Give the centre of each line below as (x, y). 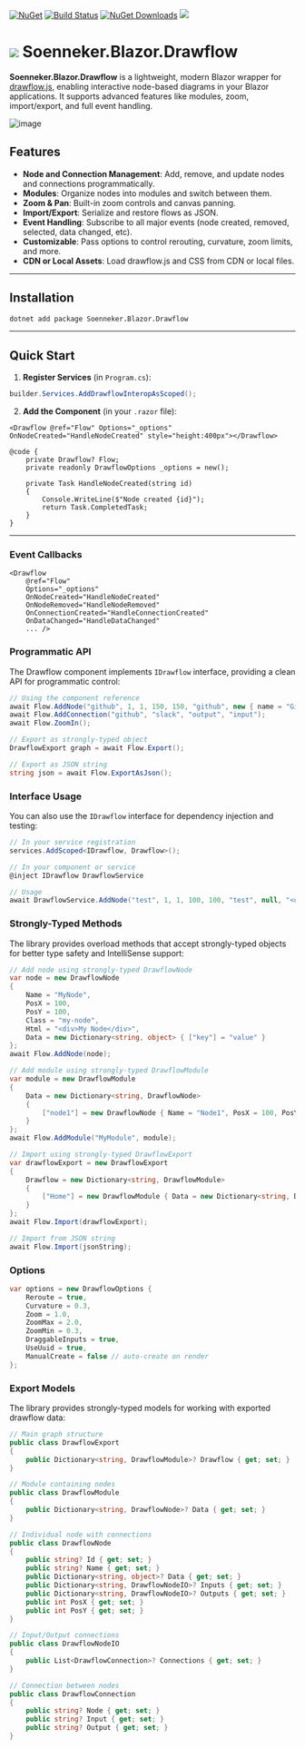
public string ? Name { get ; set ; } (93, 1568)
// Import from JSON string (63, 1238)
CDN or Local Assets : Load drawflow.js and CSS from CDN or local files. (158, 261)
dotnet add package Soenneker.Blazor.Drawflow (99, 319)
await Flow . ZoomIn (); (50, 723)
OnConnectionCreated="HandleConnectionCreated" (117, 613)
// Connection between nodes (64, 1685)
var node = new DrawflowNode (64, 978)
